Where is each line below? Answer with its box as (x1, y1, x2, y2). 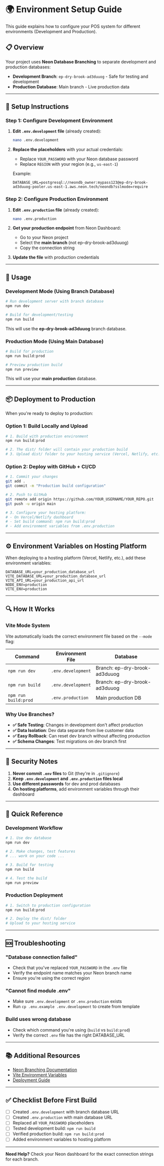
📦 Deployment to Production (5, 395, 96, 403)
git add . (5, 479, 26, 484)
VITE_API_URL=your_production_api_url (5, 578, 84, 583)
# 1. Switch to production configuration (5, 903, 91, 908)
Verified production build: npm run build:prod (12, 1131, 104, 1137)
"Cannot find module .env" (5, 987, 71, 994)
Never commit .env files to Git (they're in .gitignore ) (12, 770, 120, 776)
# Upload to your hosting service (5, 921, 76, 926)
